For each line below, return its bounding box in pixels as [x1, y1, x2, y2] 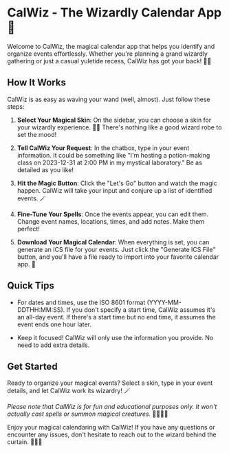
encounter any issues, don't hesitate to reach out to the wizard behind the [7, 430, 217, 439]
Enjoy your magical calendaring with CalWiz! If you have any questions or [7, 423, 215, 432]
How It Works [7, 77, 67, 89]
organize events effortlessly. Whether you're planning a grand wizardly [7, 50, 208, 58]
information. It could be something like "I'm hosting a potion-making [17, 151, 210, 159]
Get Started [7, 360, 58, 372]
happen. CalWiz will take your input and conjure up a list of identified [17, 186, 212, 194]
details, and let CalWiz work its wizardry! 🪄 [7, 387, 131, 395]
